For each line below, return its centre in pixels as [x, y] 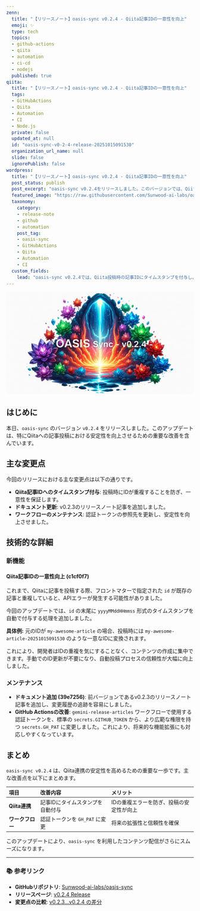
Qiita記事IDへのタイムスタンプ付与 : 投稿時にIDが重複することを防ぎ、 [100, 492]
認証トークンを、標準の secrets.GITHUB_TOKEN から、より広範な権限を [100, 719]
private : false [30, 132]
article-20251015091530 [36, 639]
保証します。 [46, 499]
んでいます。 [21, 443]
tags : [18, 95]
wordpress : [20, 170]
